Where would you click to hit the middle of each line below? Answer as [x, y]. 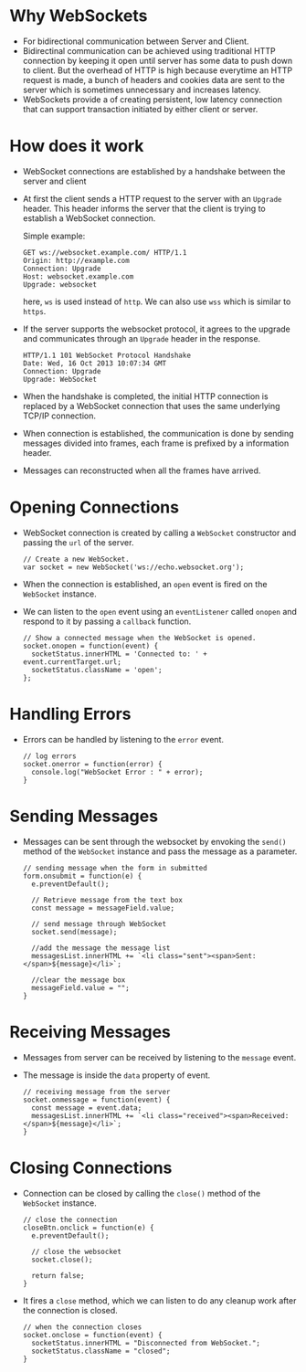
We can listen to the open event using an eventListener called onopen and [159, 611]
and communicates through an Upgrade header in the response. [142, 338]
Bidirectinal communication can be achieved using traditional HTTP [149, 50]
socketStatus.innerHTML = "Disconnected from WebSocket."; [146, 1343]
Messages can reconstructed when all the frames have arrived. [142, 470]
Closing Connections [91, 1168]
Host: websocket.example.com [78, 276]
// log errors [49, 756]
